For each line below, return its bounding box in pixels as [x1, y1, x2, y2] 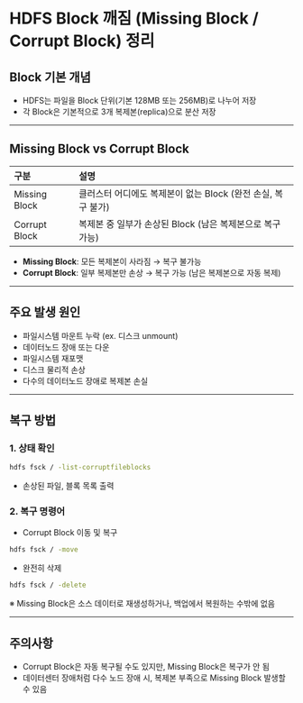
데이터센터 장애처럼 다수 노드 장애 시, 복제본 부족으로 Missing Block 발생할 [22, 672, 286, 683]
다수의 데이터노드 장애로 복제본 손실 [22, 375, 149, 386]
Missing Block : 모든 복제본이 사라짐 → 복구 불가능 [22, 256, 202, 267]
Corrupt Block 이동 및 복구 [22, 527, 118, 538]
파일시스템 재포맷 [22, 352, 84, 363]
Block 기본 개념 [9, 69, 92, 85]
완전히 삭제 [22, 562, 62, 573]
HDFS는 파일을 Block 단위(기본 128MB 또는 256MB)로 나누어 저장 [22, 96, 257, 105]
